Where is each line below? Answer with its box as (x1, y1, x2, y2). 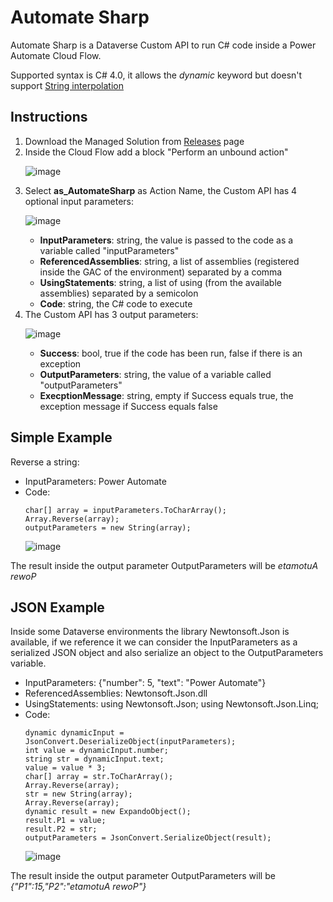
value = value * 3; (24, 763, 107, 773)
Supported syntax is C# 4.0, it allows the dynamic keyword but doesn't (10, 69, 303, 81)
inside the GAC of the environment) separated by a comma (39, 266, 283, 278)
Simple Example (10, 429, 113, 446)
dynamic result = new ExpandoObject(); (24, 807, 192, 817)
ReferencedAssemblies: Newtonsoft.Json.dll (24, 687, 208, 700)
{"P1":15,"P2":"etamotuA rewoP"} (10, 881, 147, 893)
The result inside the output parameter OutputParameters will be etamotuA (10, 559, 319, 571)
